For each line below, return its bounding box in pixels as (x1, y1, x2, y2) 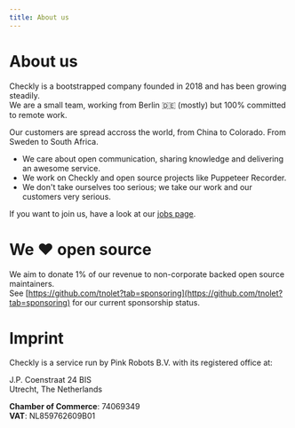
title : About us (9, 12, 69, 22)
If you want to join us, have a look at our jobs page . (9, 208, 196, 218)
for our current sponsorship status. (72, 297, 200, 307)
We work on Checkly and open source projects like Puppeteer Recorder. (21, 172, 287, 183)
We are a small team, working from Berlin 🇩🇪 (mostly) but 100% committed (9, 99, 286, 110)
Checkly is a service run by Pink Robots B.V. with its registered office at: (9, 357, 273, 369)
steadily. (9, 90, 40, 100)
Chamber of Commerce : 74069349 (9, 401, 140, 412)
